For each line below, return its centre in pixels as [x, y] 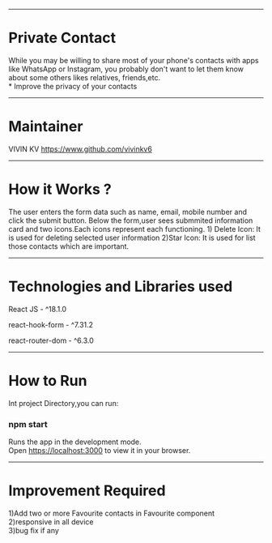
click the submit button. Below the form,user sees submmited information [131, 220]
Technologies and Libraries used [121, 286]
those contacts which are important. [69, 246]
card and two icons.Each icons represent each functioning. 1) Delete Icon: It [135, 229]
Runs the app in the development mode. [75, 442]
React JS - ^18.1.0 [38, 309]
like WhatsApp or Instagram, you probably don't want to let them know [126, 69]
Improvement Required [87, 491]
